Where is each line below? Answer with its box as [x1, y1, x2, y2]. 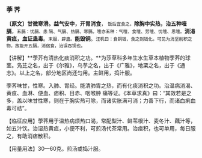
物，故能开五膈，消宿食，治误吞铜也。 [6, 43, 85, 49]
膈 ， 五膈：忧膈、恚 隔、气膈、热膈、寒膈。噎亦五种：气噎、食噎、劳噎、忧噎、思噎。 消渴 [6, 28, 195, 35]
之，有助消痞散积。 [6, 132, 54, 139]
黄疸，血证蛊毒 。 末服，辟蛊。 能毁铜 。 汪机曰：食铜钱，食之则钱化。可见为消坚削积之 [6, 35, 192, 43]
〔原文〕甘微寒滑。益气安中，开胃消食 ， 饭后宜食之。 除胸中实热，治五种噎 [6, 20, 187, 28]
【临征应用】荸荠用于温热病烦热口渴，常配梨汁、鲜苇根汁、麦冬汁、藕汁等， [6, 117, 196, 124]
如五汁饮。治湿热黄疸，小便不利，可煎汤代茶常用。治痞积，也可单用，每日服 [6, 125, 196, 132]
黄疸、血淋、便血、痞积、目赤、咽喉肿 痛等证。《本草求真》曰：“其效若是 [6, 90, 187, 97]
